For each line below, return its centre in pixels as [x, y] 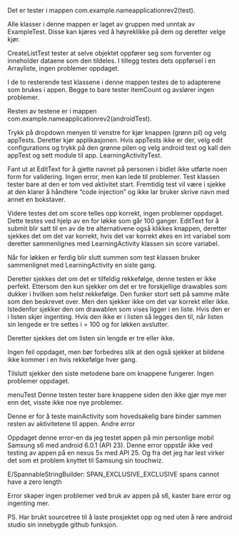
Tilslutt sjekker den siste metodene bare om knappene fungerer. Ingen [111, 373]
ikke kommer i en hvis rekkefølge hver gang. [72, 359]
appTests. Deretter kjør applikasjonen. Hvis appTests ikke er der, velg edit [115, 140]
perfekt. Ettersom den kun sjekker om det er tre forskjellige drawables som [117, 286]
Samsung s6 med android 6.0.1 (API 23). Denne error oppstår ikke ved [110, 445]
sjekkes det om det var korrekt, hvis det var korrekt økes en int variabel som [119, 236]
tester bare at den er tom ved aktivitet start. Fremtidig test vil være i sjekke [117, 184]
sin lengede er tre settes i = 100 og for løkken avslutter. [88, 324]
